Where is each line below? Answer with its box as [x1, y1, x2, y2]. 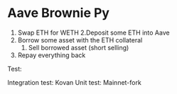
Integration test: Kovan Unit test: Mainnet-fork [7, 78, 142, 86]
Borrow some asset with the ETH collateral [17, 35, 143, 44]
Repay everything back [17, 51, 86, 59]
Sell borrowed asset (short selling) [28, 43, 129, 52]
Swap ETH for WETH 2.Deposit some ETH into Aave [17, 28, 170, 37]
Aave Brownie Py [7, 5, 110, 21]
